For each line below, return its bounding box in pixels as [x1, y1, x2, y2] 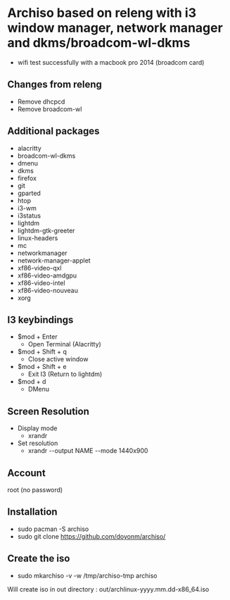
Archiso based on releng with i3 [7, 5, 197, 21]
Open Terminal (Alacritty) [27, 340, 102, 349]
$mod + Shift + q [17, 347, 67, 356]
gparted [17, 189, 41, 197]
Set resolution [17, 439, 58, 448]
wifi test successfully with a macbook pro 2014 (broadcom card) [17, 58, 205, 66]
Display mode [17, 424, 58, 432]
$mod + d [17, 377, 46, 386]
